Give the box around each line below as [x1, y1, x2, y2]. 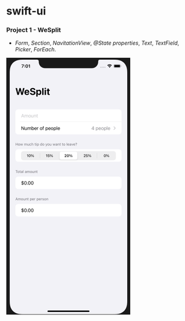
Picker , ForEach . [14, 46, 56, 53]
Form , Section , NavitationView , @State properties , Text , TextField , [14, 39, 180, 46]
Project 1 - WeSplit [6, 26, 61, 34]
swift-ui [6, 4, 46, 18]
